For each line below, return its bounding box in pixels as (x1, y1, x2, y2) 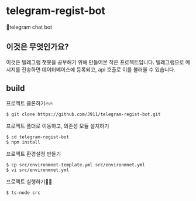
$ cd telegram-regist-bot (6, 134, 69, 140)
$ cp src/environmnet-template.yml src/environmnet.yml (6, 162, 145, 168)
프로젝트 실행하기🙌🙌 (6, 178, 53, 185)
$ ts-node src (6, 189, 41, 196)
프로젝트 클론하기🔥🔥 (6, 100, 53, 107)
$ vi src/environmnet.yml (6, 167, 69, 173)
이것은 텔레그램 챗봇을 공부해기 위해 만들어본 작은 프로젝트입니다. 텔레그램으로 (6, 59, 184, 66)
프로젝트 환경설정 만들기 (6, 150, 61, 157)
